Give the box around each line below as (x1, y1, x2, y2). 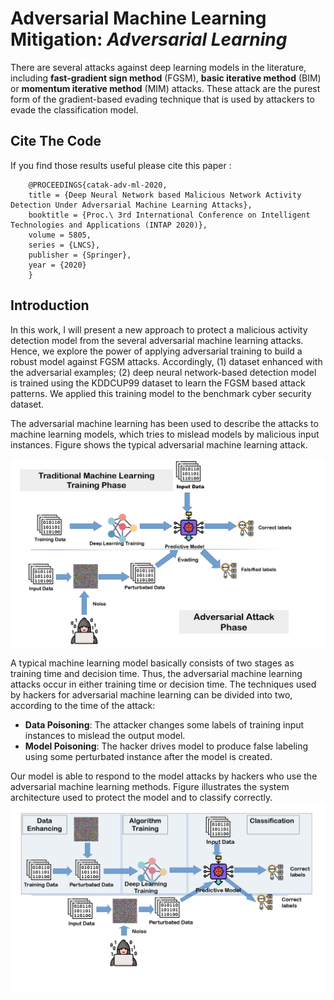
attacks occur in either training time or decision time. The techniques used (10, 678, 317, 691)
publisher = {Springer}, (28, 250, 132, 260)
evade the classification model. (10, 103, 139, 116)
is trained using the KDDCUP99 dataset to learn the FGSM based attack (10, 377, 306, 389)
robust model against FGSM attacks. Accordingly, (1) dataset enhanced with (10, 355, 323, 367)
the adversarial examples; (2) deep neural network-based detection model (10, 366, 317, 378)
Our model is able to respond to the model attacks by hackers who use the (10, 770, 318, 782)
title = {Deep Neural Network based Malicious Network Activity (28, 190, 302, 200)
